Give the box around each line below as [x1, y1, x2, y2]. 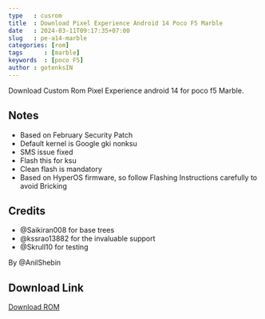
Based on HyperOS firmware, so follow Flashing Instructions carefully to [19, 173, 258, 182]
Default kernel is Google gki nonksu [19, 138, 137, 148]
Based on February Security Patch [19, 130, 133, 140]
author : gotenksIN [8, 64, 73, 72]
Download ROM [8, 302, 60, 312]
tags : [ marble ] [8, 49, 81, 57]
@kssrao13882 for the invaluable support [19, 233, 156, 244]
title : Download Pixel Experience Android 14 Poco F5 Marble [8, 19, 223, 27]
